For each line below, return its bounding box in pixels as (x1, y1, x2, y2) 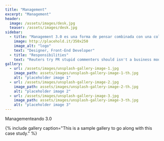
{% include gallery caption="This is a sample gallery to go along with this (5, 125, 152, 131)
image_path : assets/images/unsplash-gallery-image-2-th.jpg (14, 84, 139, 89)
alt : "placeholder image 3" (14, 102, 71, 107)
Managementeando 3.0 (5, 116, 52, 121)
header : (5, 16, 21, 21)
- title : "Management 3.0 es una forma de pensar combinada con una (9, 35, 152, 40)
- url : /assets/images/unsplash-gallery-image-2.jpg (9, 80, 119, 84)
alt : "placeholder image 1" (14, 75, 71, 80)
